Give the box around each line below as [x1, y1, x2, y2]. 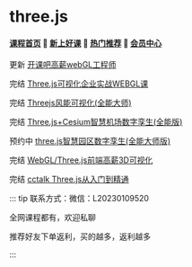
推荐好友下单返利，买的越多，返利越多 [9, 231, 151, 242]
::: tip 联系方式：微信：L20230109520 [9, 193, 150, 204]
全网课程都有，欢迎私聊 [9, 212, 96, 223]
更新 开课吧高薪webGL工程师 [9, 59, 117, 70]
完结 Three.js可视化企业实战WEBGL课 [9, 78, 149, 89]
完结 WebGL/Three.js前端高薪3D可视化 [9, 155, 153, 165]
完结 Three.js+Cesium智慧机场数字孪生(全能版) [9, 117, 183, 128]
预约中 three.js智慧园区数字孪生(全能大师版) [9, 136, 171, 147]
